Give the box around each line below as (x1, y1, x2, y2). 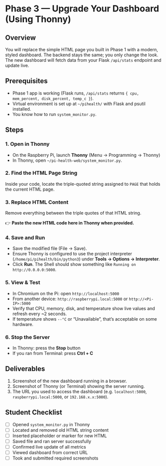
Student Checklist (5, 408, 62, 417)
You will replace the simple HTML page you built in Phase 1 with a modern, (5, 47, 158, 52)
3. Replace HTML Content (5, 199, 69, 206)
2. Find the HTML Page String (5, 170, 78, 177)
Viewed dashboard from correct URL (12, 449, 88, 456)
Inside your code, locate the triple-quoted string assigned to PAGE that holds (5, 181, 161, 187)
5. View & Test (5, 279, 40, 286)
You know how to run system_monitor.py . (12, 111, 97, 117)
